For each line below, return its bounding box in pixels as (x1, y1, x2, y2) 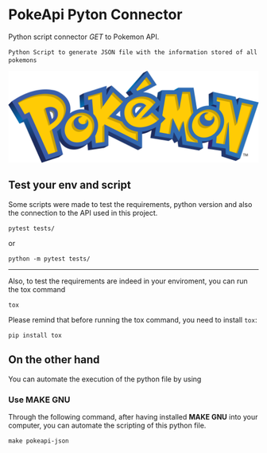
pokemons (8, 56, 37, 64)
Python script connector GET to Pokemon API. (8, 32, 160, 41)
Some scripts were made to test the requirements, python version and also (8, 199, 253, 209)
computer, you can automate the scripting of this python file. (8, 420, 207, 430)
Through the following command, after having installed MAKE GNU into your (8, 412, 258, 421)
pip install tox (8, 331, 62, 339)
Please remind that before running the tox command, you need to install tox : (8, 314, 257, 324)
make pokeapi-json (8, 436, 69, 445)
